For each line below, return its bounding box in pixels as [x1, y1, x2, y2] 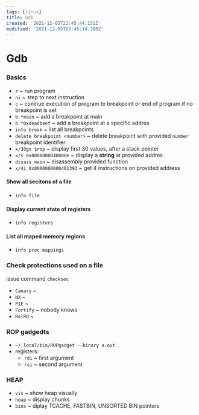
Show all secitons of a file [6, 178, 72, 185]
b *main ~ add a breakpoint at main [14, 113, 103, 120]
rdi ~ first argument [24, 354, 74, 361]
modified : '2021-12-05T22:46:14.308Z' [6, 25, 104, 32]
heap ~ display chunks [14, 396, 71, 403]
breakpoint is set [14, 106, 57, 114]
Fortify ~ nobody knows [14, 306, 78, 313]
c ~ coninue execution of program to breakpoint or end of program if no [14, 100, 193, 107]
